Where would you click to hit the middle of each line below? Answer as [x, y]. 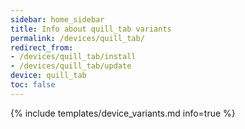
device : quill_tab [48, 76]
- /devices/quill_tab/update [71, 66]
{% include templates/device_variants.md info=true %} [123, 113]
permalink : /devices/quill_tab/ [77, 38]
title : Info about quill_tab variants [91, 29]
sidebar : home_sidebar [57, 19]
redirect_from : [42, 47]
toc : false [33, 85]
